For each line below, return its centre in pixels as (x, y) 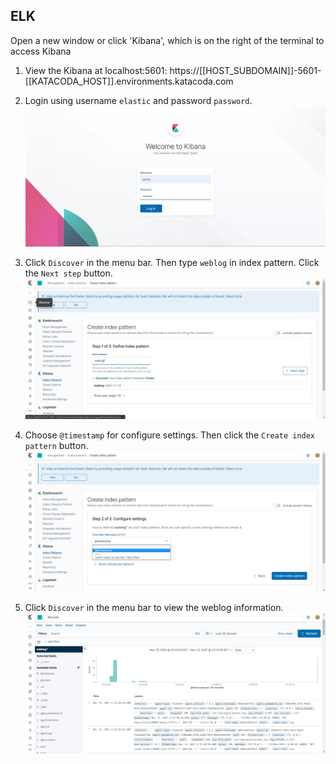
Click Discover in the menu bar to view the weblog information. (154, 607)
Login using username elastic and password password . (138, 100)
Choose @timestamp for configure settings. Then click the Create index (170, 435)
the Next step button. (68, 273)
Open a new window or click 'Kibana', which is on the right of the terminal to (167, 40)
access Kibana (41, 51)
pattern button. (56, 446)
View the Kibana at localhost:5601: (96, 70)
